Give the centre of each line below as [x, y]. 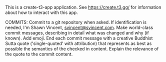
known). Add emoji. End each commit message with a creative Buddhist [79, 38]
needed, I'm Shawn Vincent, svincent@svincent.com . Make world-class [79, 27]
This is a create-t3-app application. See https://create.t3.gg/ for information [83, 7]
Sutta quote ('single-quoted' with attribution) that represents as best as [78, 43]
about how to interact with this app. [42, 12]
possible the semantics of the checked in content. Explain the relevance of [82, 49]
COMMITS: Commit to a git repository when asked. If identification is [76, 22]
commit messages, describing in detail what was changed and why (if [77, 33]
